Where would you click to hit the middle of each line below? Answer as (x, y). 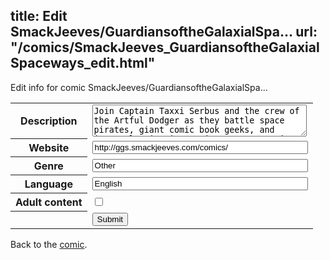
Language (48, 184)
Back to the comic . (49, 244)
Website (49, 148)
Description (49, 121)
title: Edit (39, 16)
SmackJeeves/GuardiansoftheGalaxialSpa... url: (164, 32)
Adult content (49, 202)
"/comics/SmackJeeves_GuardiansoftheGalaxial (165, 47)
